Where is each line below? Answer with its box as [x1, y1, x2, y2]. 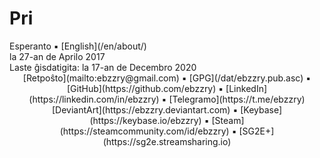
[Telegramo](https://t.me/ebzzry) [168, 93, 306, 105]
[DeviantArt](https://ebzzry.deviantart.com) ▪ [51, 103, 239, 116]
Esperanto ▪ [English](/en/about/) [9, 40, 147, 52]
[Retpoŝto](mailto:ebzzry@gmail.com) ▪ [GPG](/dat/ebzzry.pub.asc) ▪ [22, 72, 312, 84]
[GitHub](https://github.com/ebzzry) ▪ [66, 82, 224, 94]
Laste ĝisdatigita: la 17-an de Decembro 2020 [9, 61, 197, 73]
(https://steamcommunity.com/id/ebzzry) [59, 125, 230, 137]
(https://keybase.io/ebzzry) [89, 114, 202, 126]
